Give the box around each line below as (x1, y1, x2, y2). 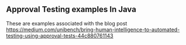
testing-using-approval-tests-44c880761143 (6, 32, 113, 39)
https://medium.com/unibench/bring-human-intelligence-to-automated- (6, 26, 180, 33)
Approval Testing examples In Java (6, 5, 136, 14)
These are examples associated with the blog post (6, 20, 128, 27)
